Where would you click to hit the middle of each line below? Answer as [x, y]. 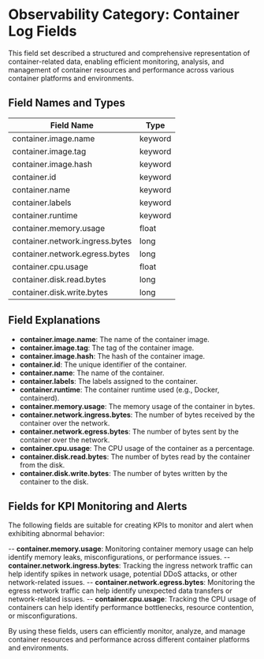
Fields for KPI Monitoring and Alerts [98, 506]
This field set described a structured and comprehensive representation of [129, 53]
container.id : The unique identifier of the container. [103, 364]
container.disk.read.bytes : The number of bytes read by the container [135, 456]
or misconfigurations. [43, 616]
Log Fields [43, 31]
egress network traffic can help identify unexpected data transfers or [120, 591]
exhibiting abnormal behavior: [56, 534]
